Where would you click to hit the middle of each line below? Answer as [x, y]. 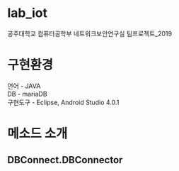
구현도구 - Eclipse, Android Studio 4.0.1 [63, 102]
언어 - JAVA [24, 86]
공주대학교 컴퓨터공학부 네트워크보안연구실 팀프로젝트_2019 [89, 33]
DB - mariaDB [27, 94]
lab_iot [28, 13]
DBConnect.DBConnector [65, 160]
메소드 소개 [37, 134]
